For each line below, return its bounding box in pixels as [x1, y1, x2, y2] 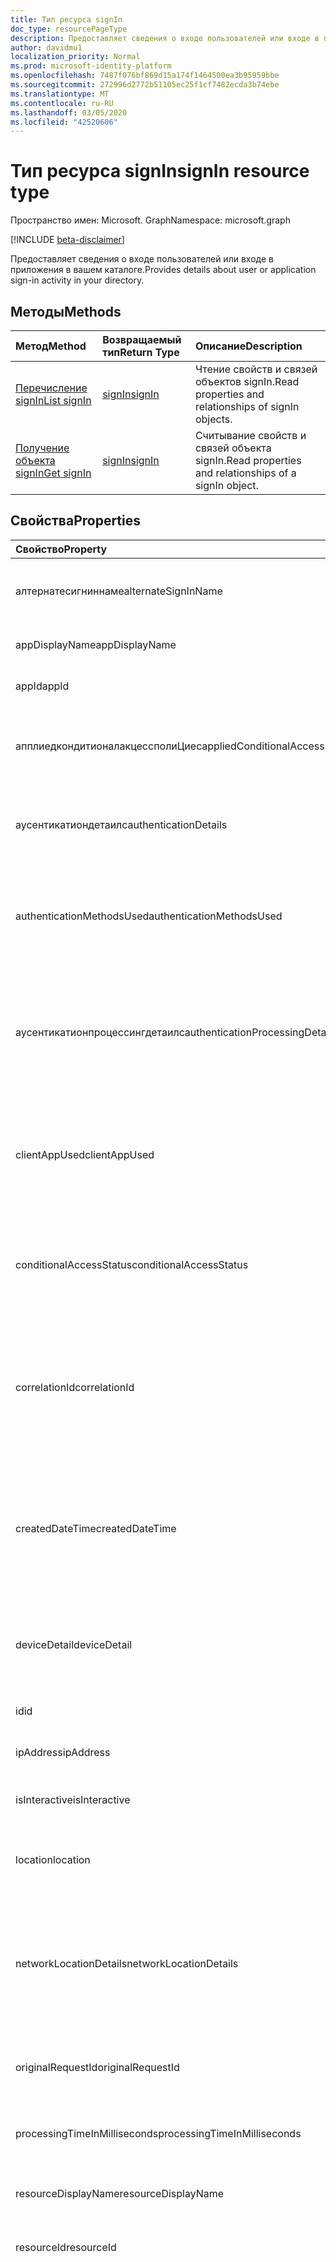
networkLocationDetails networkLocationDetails [15, 1956, 239, 1970]
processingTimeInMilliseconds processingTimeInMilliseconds [15, 2126, 302, 2140]
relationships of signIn [194, 400, 300, 413]
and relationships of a [194, 466, 297, 480]
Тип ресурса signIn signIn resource [10, 160, 310, 183]
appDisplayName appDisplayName [15, 637, 177, 651]
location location [15, 1852, 91, 1866]
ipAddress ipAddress [15, 1745, 111, 1759]
